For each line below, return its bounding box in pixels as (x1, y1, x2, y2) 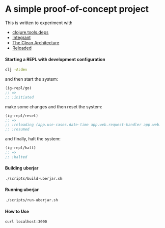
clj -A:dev (5, 67, 27, 72)
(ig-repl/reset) (5, 113, 38, 118)
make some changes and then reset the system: (5, 103, 102, 109)
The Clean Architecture (12, 39, 60, 45)
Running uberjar (5, 187, 39, 193)
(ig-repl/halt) (5, 145, 36, 151)
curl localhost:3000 (5, 219, 48, 225)
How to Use (5, 208, 29, 214)
